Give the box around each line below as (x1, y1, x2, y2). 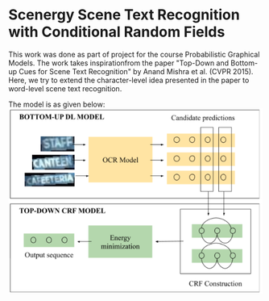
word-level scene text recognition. (8, 83, 122, 94)
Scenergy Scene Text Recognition (8, 6, 240, 24)
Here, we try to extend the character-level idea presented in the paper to (8, 75, 250, 85)
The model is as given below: (8, 99, 106, 109)
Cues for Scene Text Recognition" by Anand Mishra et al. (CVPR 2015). (19, 66, 254, 76)
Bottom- (230, 58, 259, 68)
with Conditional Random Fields (8, 23, 226, 41)
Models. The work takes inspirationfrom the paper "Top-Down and (8, 58, 230, 68)
